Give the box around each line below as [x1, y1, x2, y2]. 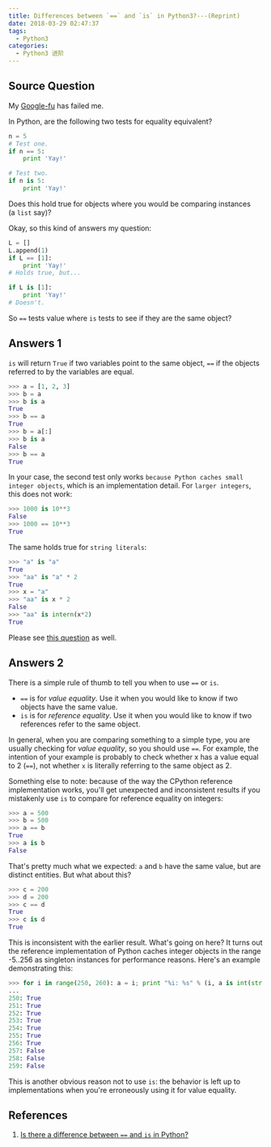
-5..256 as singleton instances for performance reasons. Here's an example [8, 955, 260, 965]
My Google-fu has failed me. [8, 100, 104, 110]
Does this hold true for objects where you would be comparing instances [8, 199, 251, 209]
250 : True [8, 994, 42, 1002]
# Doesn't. [8, 298, 45, 307]
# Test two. [8, 169, 49, 178]
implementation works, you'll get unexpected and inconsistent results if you [8, 785, 260, 794]
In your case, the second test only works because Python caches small [8, 472, 244, 482]
